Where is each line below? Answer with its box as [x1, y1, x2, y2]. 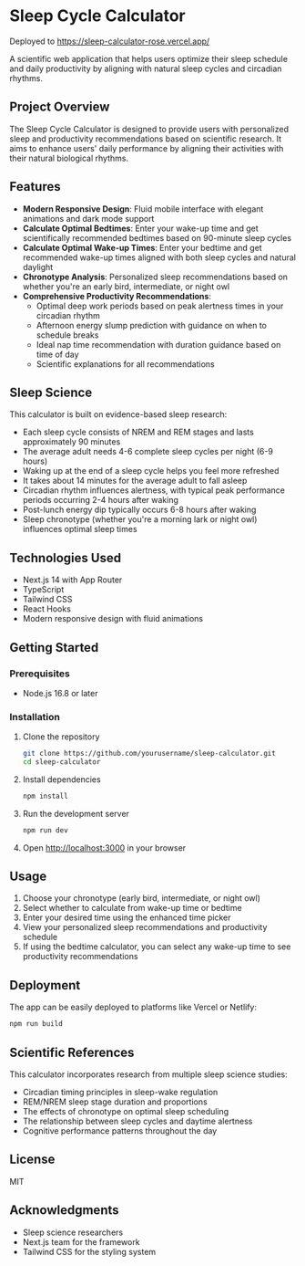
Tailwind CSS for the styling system [22, 1246, 157, 1257]
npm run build [9, 1020, 64, 1029]
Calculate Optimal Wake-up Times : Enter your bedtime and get [22, 242, 262, 253]
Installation [9, 710, 61, 723]
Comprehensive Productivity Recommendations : [22, 290, 212, 301]
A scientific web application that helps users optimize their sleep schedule [9, 53, 289, 64]
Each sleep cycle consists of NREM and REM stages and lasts [22, 426, 255, 438]
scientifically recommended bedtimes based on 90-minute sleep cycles [22, 232, 292, 243]
